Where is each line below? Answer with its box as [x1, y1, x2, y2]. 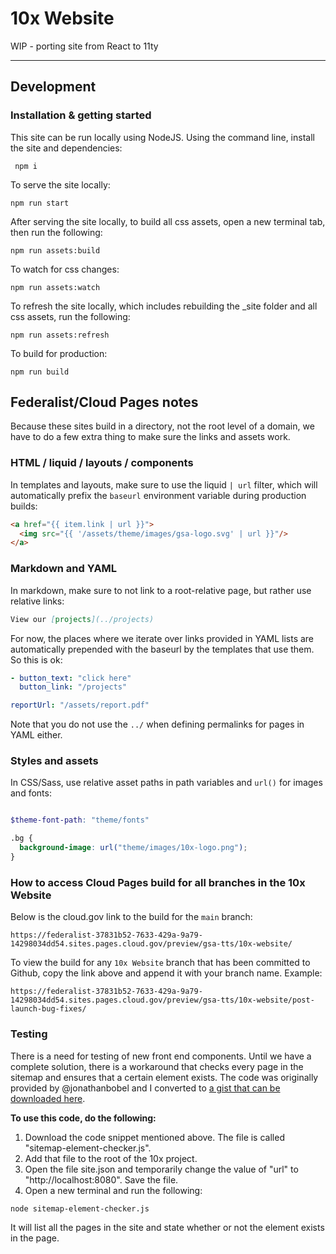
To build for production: [10, 347, 108, 359]
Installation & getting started [10, 108, 152, 122]
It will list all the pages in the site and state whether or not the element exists [10, 1221, 325, 1233]
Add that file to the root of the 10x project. [24, 1152, 198, 1164]
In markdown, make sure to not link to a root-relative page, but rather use [10, 584, 312, 596]
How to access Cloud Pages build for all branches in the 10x [10, 875, 306, 889]
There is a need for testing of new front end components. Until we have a [10, 1050, 312, 1062]
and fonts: [10, 787, 52, 799]
